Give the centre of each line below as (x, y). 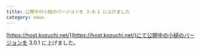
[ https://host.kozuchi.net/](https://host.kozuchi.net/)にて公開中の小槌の (95, 35)
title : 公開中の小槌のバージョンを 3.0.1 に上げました (68, 12)
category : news (25, 17)
